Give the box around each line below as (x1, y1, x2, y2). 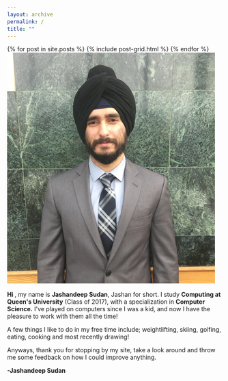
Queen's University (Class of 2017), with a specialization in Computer (7, 298, 205, 306)
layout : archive (7, 11, 53, 18)
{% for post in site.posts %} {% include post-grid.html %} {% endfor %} (7, 45, 210, 53)
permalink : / (7, 18, 44, 25)
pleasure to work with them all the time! (7, 312, 118, 321)
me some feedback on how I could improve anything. (7, 353, 157, 362)
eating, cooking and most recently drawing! (7, 332, 130, 341)
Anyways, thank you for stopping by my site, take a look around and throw (7, 346, 216, 354)
